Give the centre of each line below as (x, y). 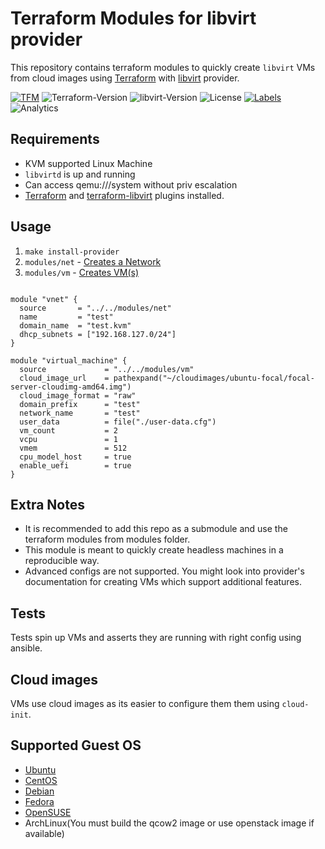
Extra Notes (47, 504)
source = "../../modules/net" (95, 308)
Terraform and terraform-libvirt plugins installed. (124, 195)
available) (44, 833)
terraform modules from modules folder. (107, 539)
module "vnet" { (44, 299)
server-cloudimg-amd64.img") (71, 387)
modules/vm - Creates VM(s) (81, 272)
